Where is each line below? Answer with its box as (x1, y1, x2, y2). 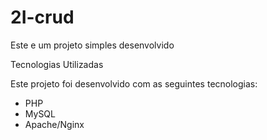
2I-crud (10, 6, 75, 29)
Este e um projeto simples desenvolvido (10, 39, 175, 51)
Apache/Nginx (24, 118, 85, 130)
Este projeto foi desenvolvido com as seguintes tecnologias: (10, 77, 258, 90)
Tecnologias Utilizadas (10, 58, 104, 70)
